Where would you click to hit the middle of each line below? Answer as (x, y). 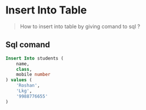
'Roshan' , (28, 85)
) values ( (19, 80)
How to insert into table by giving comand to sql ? (80, 26)
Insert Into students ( (35, 58)
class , (24, 69)
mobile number (33, 75)
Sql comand (28, 45)
